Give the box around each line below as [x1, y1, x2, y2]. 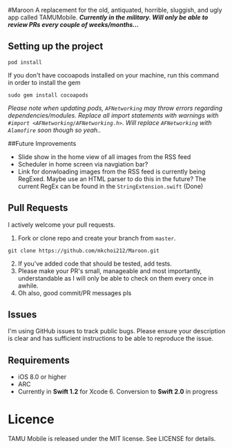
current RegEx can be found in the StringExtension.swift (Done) [17, 182, 204, 190]
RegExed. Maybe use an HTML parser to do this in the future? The [17, 174, 206, 183]
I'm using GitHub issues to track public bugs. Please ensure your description [8, 327, 226, 335]
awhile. [17, 281, 39, 290]
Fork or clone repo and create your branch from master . [17, 234, 176, 242]
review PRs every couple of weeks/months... [8, 21, 139, 28]
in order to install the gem [8, 78, 81, 86]
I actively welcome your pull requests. [8, 221, 116, 229]
